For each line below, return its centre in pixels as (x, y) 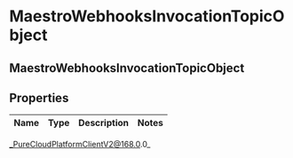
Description (103, 123)
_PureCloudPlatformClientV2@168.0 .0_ (80, 145)
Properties (39, 98)
